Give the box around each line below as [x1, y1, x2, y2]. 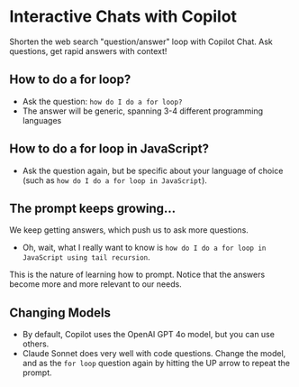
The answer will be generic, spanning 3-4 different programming [22, 106, 264, 116]
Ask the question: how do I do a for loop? [22, 96, 183, 106]
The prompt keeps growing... [9, 200, 177, 216]
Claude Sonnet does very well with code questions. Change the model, [22, 348, 286, 359]
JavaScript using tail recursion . [22, 252, 150, 263]
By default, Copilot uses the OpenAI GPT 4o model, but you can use [22, 329, 275, 340]
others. [22, 338, 50, 349]
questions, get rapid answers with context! [9, 45, 168, 56]
